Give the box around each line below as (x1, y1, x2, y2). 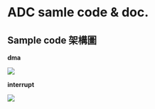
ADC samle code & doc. (7, 4, 149, 21)
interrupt (7, 81, 35, 88)
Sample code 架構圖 (7, 34, 97, 46)
